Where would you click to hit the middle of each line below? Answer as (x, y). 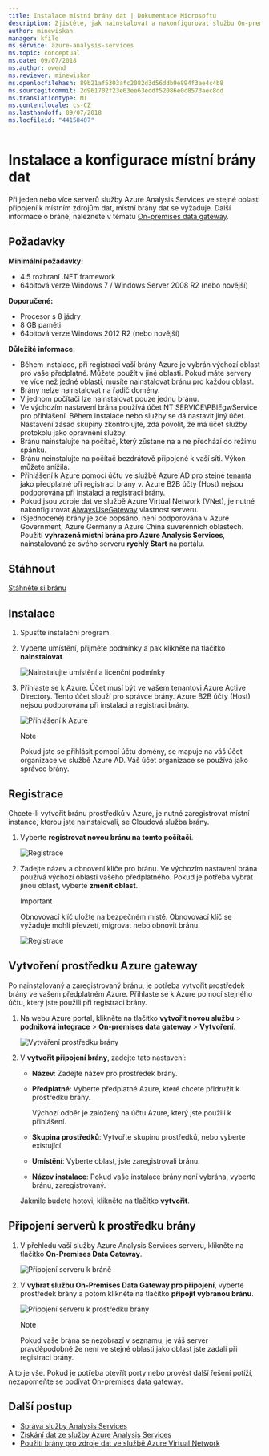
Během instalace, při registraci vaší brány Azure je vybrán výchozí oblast (140, 364)
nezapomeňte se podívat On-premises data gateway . (96, 1381)
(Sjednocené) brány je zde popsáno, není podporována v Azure (124, 518)
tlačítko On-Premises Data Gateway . (81, 1254)
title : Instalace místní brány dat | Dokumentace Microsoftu (112, 16)
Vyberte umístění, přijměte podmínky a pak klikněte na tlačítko (122, 648)
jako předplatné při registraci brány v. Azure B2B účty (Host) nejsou (131, 483)
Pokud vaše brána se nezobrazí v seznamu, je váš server (114, 1340)
